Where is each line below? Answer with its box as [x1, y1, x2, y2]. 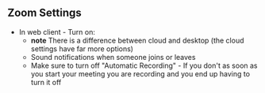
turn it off [30, 77, 62, 87]
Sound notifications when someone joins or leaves [30, 52, 196, 61]
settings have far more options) [30, 43, 134, 54]
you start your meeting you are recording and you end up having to [30, 69, 251, 78]
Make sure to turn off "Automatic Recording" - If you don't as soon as [30, 61, 258, 70]
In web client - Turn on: [18, 27, 96, 36]
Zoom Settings [7, 6, 83, 20]
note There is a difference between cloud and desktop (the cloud [30, 35, 244, 45]
